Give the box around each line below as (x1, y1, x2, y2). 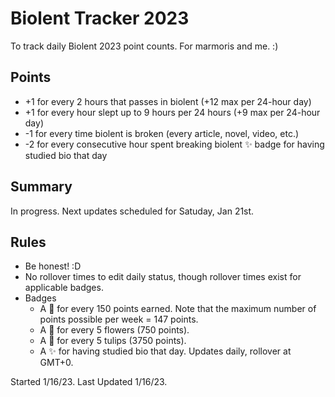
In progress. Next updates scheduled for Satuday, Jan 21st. (10, 205, 255, 217)
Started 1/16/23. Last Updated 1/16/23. (10, 376, 168, 388)
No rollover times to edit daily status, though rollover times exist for (24, 271, 302, 283)
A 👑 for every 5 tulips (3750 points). (39, 335, 187, 347)
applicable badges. (24, 282, 104, 294)
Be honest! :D (24, 260, 82, 272)
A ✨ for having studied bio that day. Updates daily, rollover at (39, 345, 292, 357)
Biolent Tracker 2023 (10, 7, 190, 30)
